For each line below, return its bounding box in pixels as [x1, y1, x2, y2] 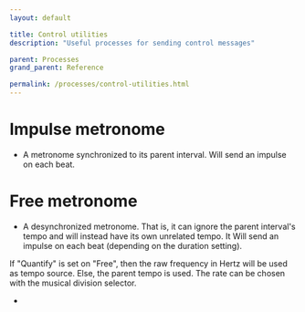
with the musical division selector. [9, 277, 137, 288]
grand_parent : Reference [9, 63, 104, 73]
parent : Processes [9, 55, 79, 64]
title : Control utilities [9, 29, 108, 39]
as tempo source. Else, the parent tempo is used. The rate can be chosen [9, 267, 286, 278]
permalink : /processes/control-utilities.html [9, 79, 190, 89]
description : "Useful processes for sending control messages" [9, 38, 256, 47]
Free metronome [9, 191, 138, 212]
